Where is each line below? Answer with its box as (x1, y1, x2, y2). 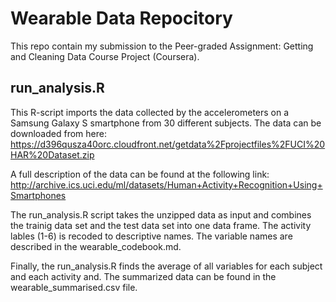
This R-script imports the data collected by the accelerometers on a (10, 106, 290, 118)
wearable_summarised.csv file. (10, 281, 138, 293)
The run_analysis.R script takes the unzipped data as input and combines (10, 208, 312, 221)
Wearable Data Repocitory (10, 7, 233, 30)
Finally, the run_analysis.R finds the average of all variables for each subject (10, 260, 323, 272)
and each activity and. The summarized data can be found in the (10, 270, 277, 282)
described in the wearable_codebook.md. (10, 240, 182, 252)
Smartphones (10, 189, 67, 201)
